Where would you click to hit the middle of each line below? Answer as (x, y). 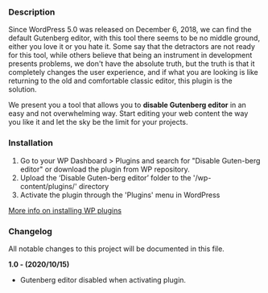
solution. (23, 89)
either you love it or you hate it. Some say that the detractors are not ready (132, 47)
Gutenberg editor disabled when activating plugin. (103, 279)
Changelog (30, 231)
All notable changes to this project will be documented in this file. (117, 249)
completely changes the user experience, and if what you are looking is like (134, 72)
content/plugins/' (49, 186)
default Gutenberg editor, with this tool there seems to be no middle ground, (134, 38)
